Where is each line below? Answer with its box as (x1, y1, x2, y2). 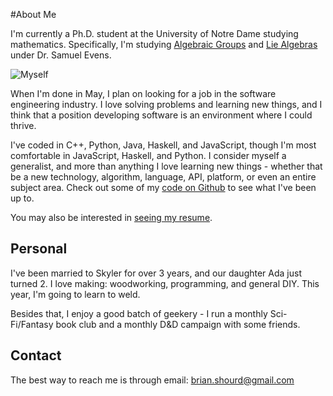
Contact (10, 347, 62, 364)
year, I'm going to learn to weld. (10, 288, 141, 300)
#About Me (10, 9, 57, 20)
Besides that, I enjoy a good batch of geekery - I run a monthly (10, 307, 268, 319)
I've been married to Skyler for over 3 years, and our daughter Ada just (10, 267, 302, 279)
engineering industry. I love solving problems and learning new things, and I (10, 99, 323, 110)
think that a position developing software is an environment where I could (10, 109, 313, 121)
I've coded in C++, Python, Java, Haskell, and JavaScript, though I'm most (10, 139, 317, 151)
